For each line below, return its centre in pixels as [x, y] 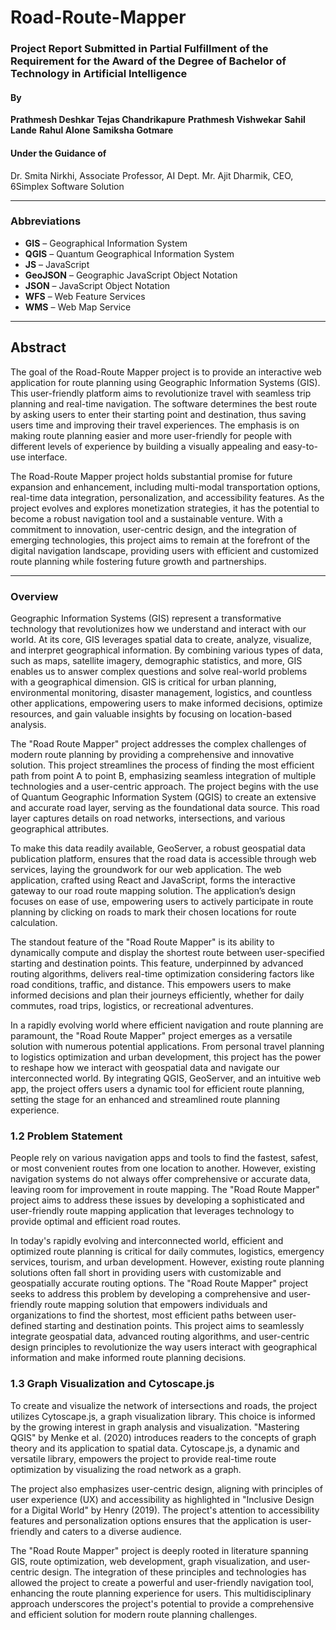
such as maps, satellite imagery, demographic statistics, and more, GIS [156, 660]
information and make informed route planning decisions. [128, 1358]
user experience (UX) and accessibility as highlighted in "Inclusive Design [162, 1499]
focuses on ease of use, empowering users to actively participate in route [162, 901]
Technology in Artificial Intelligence [99, 74]
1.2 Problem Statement [66, 1136]
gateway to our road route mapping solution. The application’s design [153, 890]
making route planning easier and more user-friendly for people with [151, 435]
